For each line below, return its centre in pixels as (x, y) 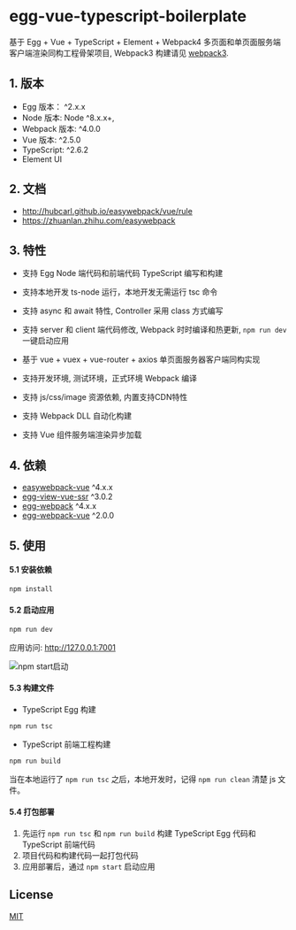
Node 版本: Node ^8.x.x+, (68, 118)
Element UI (42, 159)
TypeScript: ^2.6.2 (55, 150)
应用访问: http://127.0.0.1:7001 (63, 647)
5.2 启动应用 (32, 610)
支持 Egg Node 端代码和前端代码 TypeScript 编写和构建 (122, 273)
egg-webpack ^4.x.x (59, 506)
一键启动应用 (45, 341)
